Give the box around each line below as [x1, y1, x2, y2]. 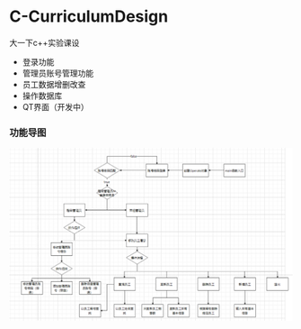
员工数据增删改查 [22, 78, 86, 89]
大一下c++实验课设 [9, 37, 80, 48]
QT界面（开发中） [22, 101, 90, 112]
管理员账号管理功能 [22, 68, 94, 78]
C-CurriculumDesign [9, 6, 169, 27]
